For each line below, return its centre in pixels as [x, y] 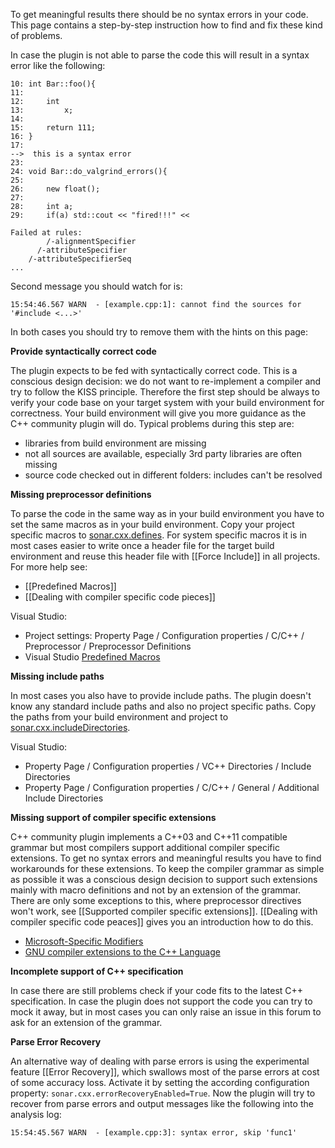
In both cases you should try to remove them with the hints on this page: [159, 332]
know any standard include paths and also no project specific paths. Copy [163, 706]
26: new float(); [55, 189]
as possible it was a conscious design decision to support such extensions [164, 879]
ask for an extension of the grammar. [86, 1022]
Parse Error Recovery [56, 1042]
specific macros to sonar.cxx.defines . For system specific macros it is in [159, 535]
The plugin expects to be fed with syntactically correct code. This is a [154, 370]
